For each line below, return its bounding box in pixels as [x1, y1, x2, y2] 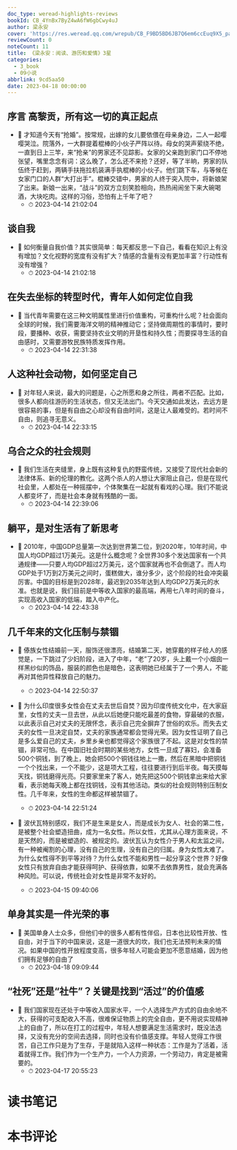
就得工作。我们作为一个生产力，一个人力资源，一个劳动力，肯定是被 [23, 1049, 222, 1058]
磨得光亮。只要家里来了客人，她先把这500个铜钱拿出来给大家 [48, 772, 227, 780]
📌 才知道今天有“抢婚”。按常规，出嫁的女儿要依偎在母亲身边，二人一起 [17, 131, 221, 139]
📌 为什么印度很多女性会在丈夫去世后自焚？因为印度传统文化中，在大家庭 [17, 701, 228, 710]
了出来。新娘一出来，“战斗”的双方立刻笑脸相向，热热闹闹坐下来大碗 [17, 183, 215, 192]
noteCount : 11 [7, 43, 49, 50]
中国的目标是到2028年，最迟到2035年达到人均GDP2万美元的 [36, 578, 214, 586]
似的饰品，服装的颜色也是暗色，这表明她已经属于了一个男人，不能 [36, 663, 228, 672]
